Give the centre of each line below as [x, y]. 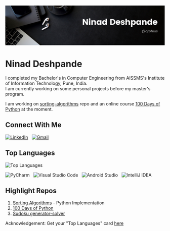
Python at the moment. [29, 109]
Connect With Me [33, 125]
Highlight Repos [31, 190]
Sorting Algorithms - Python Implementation [58, 203]
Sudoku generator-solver [39, 214]
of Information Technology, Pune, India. [46, 83]
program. [15, 94]
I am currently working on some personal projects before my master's [78, 88]
